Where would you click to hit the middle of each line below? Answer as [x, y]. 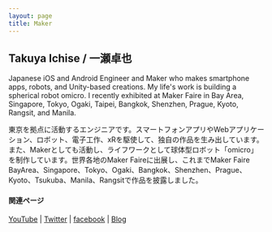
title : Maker [30, 24]
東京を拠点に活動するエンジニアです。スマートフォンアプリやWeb [119, 130]
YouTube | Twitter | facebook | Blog [68, 219]
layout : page [30, 16]
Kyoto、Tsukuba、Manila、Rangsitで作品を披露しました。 [106, 180]
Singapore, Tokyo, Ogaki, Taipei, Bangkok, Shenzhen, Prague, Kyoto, [123, 104]
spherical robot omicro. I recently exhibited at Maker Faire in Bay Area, [126, 96]
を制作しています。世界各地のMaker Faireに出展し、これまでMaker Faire [129, 160]
